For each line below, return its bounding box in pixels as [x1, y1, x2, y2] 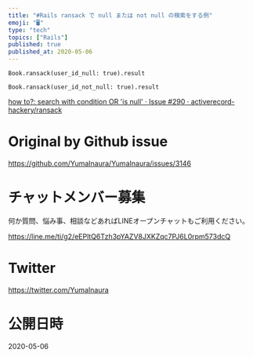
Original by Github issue [8, 133, 168, 151]
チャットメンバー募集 [8, 189, 146, 206]
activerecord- [190, 97, 235, 106]
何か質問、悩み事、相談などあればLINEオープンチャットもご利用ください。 [8, 216, 249, 225]
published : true [8, 41, 61, 49]
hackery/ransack [8, 105, 63, 115]
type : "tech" [8, 26, 51, 34]
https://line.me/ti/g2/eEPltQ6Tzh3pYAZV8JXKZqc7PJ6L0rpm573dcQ [8, 231, 231, 241]
